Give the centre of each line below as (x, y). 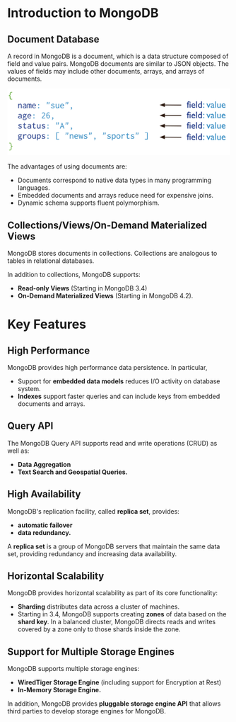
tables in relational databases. (51, 261)
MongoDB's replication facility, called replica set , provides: (94, 511)
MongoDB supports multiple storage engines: (73, 669)
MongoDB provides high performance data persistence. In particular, (107, 367)
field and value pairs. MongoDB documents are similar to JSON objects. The (118, 64)
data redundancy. (44, 532)
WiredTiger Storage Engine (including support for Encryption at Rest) (119, 682)
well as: (18, 451)
